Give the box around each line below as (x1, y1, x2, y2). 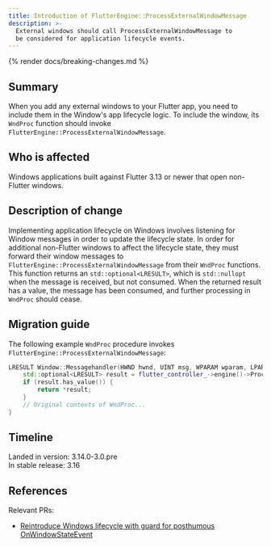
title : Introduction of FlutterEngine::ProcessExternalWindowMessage (8, 11, 248, 20)
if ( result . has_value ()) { (23, 378, 114, 386)
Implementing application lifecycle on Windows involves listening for (8, 225, 236, 235)
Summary (8, 80, 59, 94)
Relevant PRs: (8, 506, 55, 515)
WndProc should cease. (8, 294, 83, 304)
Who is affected (8, 150, 90, 164)
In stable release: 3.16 (8, 461, 81, 470)
